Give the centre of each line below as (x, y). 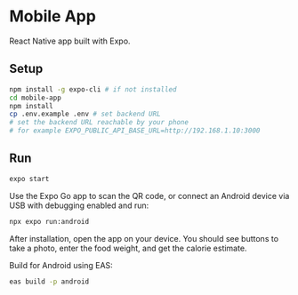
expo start (29, 179)
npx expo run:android (49, 221)
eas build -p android (49, 282)
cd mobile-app (36, 98)
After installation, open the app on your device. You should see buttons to (144, 238)
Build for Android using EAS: (61, 265)
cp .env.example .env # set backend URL (85, 114)
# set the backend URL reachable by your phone (99, 123)
